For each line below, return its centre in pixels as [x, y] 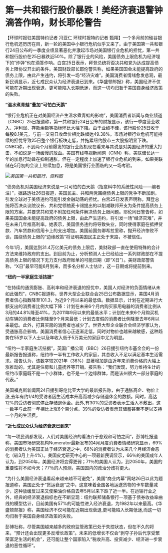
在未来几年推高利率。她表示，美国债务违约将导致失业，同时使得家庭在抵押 [82, 224]
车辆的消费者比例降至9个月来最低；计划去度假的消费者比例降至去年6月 [82, 319]
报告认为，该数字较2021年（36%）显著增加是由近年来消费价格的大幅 [85, 361]
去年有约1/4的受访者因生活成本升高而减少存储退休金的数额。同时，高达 [84, 396]
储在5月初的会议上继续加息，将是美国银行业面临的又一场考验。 [70, 165]
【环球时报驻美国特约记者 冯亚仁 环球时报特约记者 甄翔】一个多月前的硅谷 [81, 38]
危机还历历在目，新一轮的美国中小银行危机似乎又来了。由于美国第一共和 [84, 44]
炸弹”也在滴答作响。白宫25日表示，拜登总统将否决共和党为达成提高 [85, 63]
